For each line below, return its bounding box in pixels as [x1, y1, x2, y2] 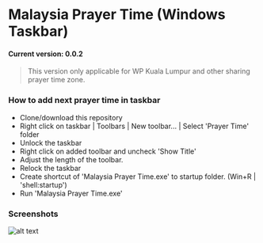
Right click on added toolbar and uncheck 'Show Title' [19, 146, 196, 156]
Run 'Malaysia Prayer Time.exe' [19, 188, 123, 198]
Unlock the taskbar [19, 138, 82, 147]
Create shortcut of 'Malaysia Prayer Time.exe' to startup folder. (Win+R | [19, 172, 256, 181]
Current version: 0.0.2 [8, 49, 83, 59]
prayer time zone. [27, 75, 86, 85]
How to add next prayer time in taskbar [8, 95, 161, 106]
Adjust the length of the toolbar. [19, 154, 124, 164]
